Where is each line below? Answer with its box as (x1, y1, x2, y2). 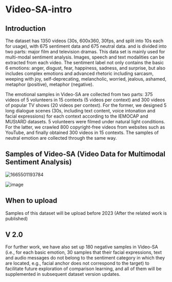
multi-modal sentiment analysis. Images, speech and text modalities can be (5, 54, 165, 60)
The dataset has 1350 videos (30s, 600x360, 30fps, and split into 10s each (5, 37, 163, 44)
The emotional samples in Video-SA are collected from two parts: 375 (5, 91, 153, 97)
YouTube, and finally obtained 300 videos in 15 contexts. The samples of (5, 129, 159, 136)
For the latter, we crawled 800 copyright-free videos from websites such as (5, 124, 165, 130)
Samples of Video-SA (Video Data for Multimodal (5, 150, 166, 159)
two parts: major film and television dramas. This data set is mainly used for (5, 49, 165, 54)
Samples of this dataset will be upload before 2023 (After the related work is (5, 210, 167, 216)
